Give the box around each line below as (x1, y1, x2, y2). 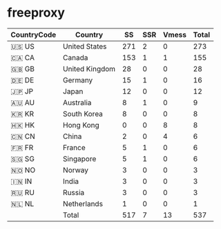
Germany (63, 75, 93, 84)
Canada (63, 53, 88, 62)
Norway (63, 165, 88, 174)
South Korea (63, 109, 104, 118)
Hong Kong (63, 120, 100, 129)
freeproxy (7, 5, 66, 21)
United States (63, 42, 107, 51)
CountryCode (10, 30, 57, 39)
